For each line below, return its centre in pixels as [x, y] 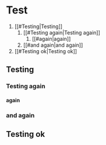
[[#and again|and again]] [53, 45]
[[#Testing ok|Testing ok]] [46, 51]
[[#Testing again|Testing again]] [62, 32]
